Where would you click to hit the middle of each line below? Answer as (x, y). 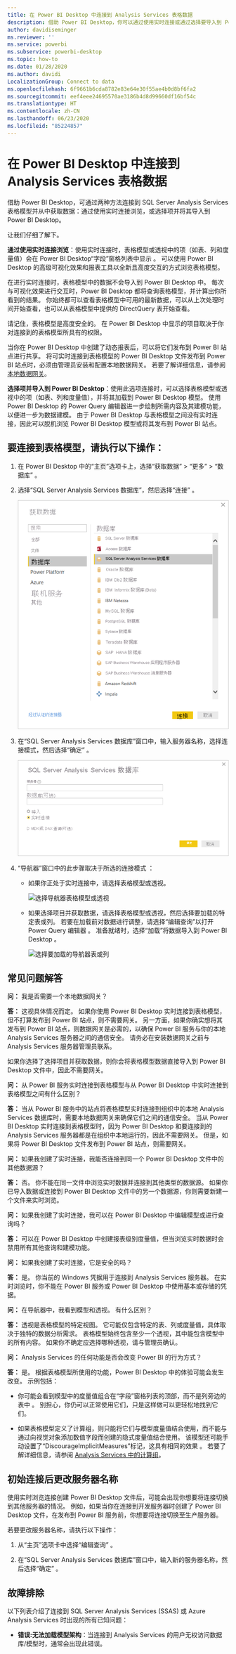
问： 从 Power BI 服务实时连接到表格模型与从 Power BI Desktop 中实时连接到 (118, 1085)
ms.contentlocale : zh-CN (44, 111)
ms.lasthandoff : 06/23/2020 (48, 119)
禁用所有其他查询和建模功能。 (50, 1248)
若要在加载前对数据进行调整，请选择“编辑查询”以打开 (137, 921)
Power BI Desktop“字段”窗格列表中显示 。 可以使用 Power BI (126, 258)
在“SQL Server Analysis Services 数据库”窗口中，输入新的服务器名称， (119, 1560)
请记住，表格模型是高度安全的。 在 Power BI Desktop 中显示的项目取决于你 (116, 323)
